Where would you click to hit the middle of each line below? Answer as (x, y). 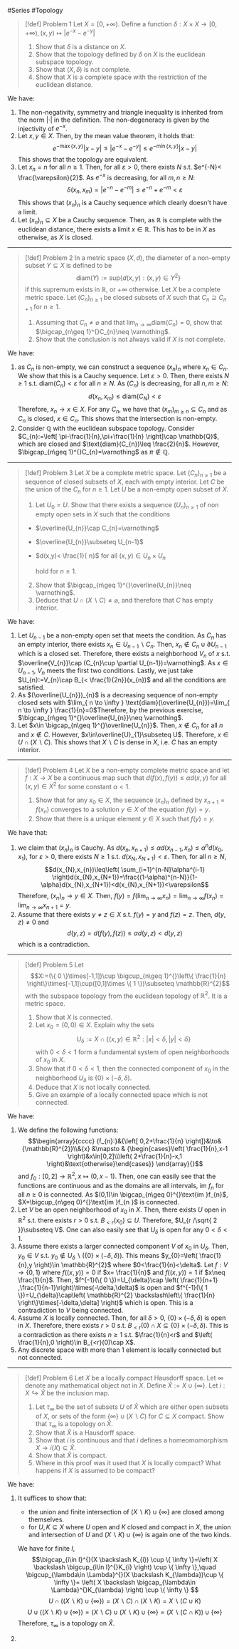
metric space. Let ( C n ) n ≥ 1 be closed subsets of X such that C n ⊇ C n (126, 298)
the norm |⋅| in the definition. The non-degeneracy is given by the (113, 120)
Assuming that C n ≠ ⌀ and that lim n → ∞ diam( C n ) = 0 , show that (129, 323)
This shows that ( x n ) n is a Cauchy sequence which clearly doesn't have (122, 203)
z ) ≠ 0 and (33, 922)
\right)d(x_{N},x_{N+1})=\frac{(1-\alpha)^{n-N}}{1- (125, 877)
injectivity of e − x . (42, 128)
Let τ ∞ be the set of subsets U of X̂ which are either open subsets (132, 1408)
